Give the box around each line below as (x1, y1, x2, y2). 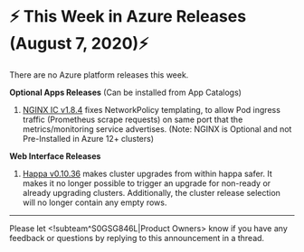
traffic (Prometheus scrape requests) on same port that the (22, 114, 243, 125)
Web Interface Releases (9, 150, 101, 162)
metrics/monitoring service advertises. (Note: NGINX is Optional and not (22, 123, 292, 135)
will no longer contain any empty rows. (22, 197, 167, 208)
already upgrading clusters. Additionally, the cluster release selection (22, 187, 280, 198)
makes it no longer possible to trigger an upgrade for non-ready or (22, 177, 271, 189)
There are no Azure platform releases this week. (9, 69, 189, 80)
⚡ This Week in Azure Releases (9, 6, 247, 27)
